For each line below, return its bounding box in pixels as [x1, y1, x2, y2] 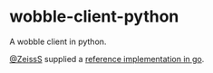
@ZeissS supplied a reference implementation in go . [9, 53, 205, 64]
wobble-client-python [9, 6, 179, 27]
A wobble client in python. [9, 36, 107, 47]
